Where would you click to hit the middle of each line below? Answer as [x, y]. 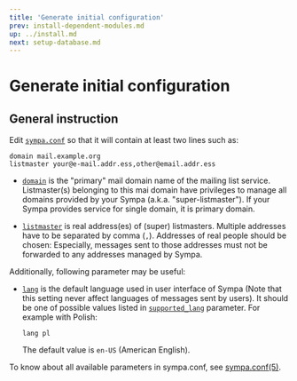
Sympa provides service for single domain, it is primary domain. [138, 209]
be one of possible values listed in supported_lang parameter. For [141, 308]
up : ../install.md [43, 34]
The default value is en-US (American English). [106, 350]
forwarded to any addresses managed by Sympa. [112, 255]
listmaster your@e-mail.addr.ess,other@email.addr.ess [113, 164]
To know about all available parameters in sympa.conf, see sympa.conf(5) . [145, 367]
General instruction [64, 119]
